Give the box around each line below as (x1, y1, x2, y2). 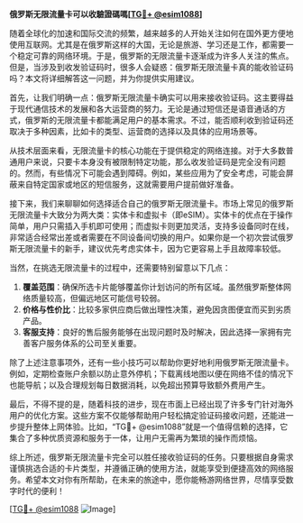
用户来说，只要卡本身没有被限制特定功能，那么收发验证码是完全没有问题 (16, 157, 286, 167)
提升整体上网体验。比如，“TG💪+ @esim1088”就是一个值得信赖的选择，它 (16, 421, 289, 432)
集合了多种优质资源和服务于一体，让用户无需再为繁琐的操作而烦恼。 (9, 433, 262, 443)
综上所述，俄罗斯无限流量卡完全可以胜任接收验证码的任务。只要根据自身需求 (9, 452, 294, 463)
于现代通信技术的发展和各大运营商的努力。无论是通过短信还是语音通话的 (9, 104, 278, 114)
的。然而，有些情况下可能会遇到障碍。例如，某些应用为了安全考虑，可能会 (9, 168, 286, 179)
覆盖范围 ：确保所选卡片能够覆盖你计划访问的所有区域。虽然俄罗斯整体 (22, 281, 284, 292)
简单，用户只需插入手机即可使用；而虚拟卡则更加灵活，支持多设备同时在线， (9, 221, 294, 231)
